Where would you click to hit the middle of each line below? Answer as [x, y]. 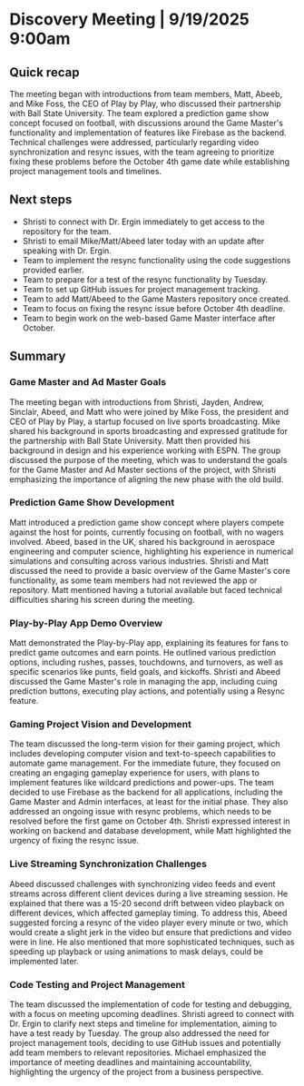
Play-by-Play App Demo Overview [86, 623]
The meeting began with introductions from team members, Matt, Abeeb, [146, 94]
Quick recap [44, 72]
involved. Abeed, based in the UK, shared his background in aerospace [142, 541]
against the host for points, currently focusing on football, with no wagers [147, 532]
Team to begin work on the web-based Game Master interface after [149, 318]
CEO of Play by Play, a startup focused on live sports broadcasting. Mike [145, 421]
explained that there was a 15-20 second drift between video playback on [147, 903]
